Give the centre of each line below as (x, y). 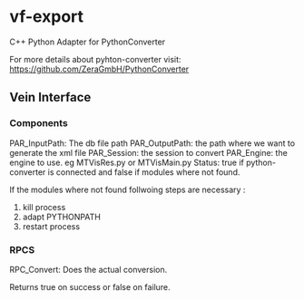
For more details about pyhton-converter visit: (95, 59)
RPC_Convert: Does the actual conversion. (88, 269)
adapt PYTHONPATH (62, 217)
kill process (44, 207)
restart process (51, 226)
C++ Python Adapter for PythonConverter (88, 42)
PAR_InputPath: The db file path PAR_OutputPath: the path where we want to (152, 143)
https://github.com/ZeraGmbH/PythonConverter (99, 69)
